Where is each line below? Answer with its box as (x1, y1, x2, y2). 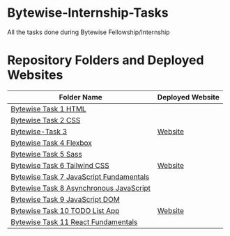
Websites (7, 68, 63, 83)
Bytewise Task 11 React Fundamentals (10, 217, 138, 227)
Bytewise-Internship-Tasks (7, 5, 169, 21)
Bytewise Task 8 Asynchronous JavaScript (10, 183, 151, 193)
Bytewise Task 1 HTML (10, 104, 86, 113)
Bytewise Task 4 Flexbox (10, 138, 92, 148)
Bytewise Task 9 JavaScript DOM (10, 194, 120, 204)
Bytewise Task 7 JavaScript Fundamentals (10, 172, 150, 182)
